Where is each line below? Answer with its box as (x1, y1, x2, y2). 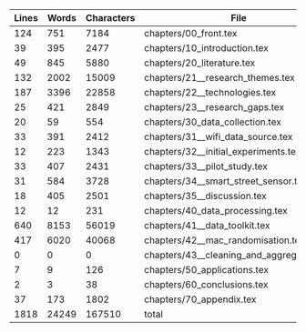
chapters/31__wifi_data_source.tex (144, 131, 293, 143)
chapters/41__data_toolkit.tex (144, 219, 270, 231)
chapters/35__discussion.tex (144, 190, 267, 202)
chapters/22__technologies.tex (144, 86, 276, 98)
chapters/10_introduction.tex (144, 42, 269, 54)
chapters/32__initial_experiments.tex (144, 146, 301, 157)
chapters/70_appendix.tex (144, 293, 257, 306)
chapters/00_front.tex (144, 27, 238, 39)
